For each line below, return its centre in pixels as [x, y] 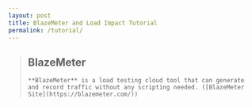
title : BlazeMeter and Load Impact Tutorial [83, 23]
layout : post [30, 15]
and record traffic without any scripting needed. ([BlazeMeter [136, 88]
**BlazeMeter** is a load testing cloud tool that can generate [136, 81]
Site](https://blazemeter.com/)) [83, 95]
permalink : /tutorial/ [46, 30]
